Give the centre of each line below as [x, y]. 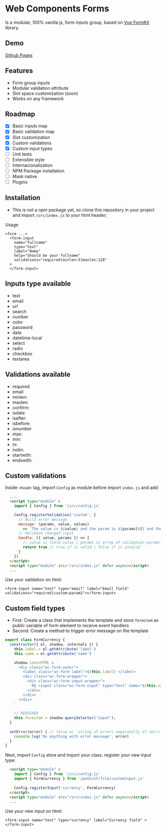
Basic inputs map [30, 126]
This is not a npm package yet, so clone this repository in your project [83, 210]
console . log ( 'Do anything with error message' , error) [72, 736]
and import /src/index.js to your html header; [60, 215]
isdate [19, 413]
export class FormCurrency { [35, 640]
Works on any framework [38, 98]
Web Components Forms [57, 9]
